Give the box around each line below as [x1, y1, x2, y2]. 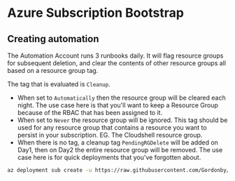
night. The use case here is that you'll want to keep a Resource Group [17, 101, 219, 109]
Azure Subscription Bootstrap [7, 5, 184, 21]
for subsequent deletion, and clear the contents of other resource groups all [7, 59, 226, 67]
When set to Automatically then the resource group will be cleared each [17, 93, 226, 102]
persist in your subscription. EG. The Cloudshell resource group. [17, 131, 203, 139]
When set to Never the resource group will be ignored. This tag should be [17, 116, 228, 124]
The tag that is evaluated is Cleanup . [7, 80, 111, 88]
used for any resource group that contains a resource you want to [17, 123, 208, 131]
